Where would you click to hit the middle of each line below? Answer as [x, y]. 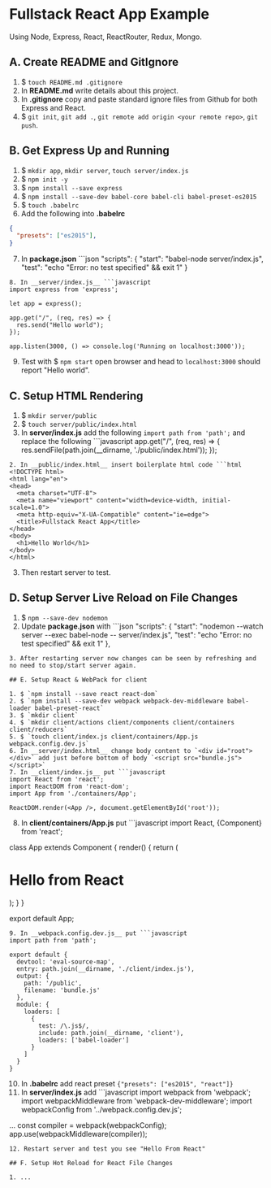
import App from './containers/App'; [73, 794]
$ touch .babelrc [50, 205]
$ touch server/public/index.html [79, 424]
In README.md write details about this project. [100, 90]
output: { [33, 976]
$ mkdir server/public [59, 415]
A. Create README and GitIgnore [94, 62]
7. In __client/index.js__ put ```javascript [87, 772]
